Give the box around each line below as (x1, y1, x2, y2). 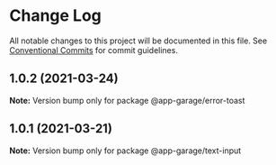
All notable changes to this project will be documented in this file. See (9, 35, 268, 46)
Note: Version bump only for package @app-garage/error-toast (9, 95, 245, 105)
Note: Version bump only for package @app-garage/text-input (9, 145, 242, 156)
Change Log (9, 5, 102, 26)
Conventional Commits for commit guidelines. (9, 44, 178, 55)
